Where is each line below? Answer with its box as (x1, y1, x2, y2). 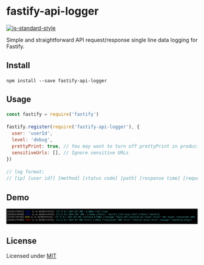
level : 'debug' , (12, 137, 53, 143)
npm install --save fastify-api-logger (6, 77, 107, 83)
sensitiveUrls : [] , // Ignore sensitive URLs (12, 149, 129, 156)
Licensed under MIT (6, 252, 56, 260)
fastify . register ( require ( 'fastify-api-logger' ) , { (6, 124, 140, 130)
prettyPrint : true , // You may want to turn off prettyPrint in (12, 143, 178, 149)
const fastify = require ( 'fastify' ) (6, 111, 99, 117)
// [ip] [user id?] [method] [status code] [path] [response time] (6, 175, 181, 182)
